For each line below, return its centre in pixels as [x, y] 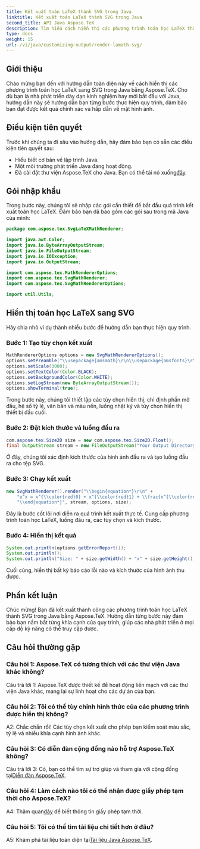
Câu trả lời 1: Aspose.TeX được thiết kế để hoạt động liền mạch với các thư [97, 685]
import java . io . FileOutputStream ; [49, 251]
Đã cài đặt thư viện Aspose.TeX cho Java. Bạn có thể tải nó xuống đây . [101, 172]
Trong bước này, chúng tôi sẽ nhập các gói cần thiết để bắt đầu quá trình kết [100, 206]
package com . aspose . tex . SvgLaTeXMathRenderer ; [65, 229]
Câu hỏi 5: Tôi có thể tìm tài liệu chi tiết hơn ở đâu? [80, 827]
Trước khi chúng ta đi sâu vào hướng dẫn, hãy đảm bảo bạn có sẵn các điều [99, 142]
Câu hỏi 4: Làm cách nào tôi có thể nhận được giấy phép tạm [95, 791]
